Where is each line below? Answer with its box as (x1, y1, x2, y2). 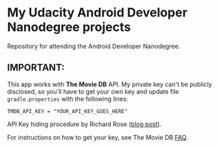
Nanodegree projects (7, 19, 131, 35)
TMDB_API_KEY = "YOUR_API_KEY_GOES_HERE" (7, 108, 128, 114)
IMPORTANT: (7, 62, 65, 73)
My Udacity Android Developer (7, 5, 188, 21)
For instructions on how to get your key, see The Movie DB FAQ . (7, 133, 188, 141)
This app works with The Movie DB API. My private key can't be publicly (7, 80, 212, 88)
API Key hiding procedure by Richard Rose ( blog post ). (7, 120, 162, 128)
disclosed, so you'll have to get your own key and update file (7, 87, 179, 95)
